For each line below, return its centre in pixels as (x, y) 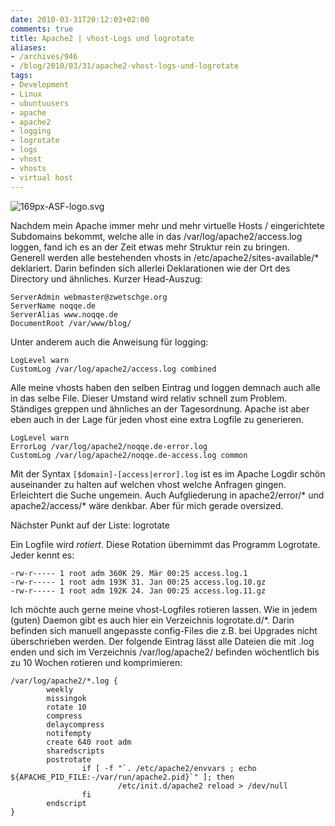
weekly (60, 689)
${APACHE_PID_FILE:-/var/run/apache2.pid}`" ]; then (122, 777)
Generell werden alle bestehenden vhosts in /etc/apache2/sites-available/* (165, 257)
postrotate (69, 759)
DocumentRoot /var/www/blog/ (71, 323)
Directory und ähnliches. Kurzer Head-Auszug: (106, 278)
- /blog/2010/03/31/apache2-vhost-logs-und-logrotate (125, 66)
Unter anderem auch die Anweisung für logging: (109, 342)
